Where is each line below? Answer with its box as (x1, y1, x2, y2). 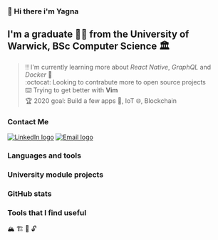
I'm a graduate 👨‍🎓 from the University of (7, 28, 190, 40)
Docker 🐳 (24, 70, 53, 79)
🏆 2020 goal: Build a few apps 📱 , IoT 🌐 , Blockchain (24, 96, 177, 105)
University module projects (7, 170, 104, 180)
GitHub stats (7, 188, 52, 198)
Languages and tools (7, 151, 82, 160)
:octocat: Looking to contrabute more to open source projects (24, 77, 207, 86)
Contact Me (7, 116, 49, 126)
